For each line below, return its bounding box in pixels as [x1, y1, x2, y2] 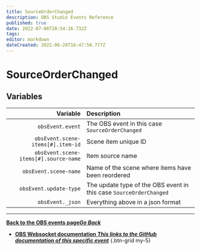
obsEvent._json [38, 199, 81, 205]
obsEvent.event [38, 123, 81, 130]
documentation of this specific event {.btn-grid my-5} [14, 237, 151, 244]
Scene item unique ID [86, 137, 147, 145]
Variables [6, 92, 43, 102]
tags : [6, 31, 20, 37]
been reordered [86, 171, 130, 179]
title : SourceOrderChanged [6, 8, 74, 15]
